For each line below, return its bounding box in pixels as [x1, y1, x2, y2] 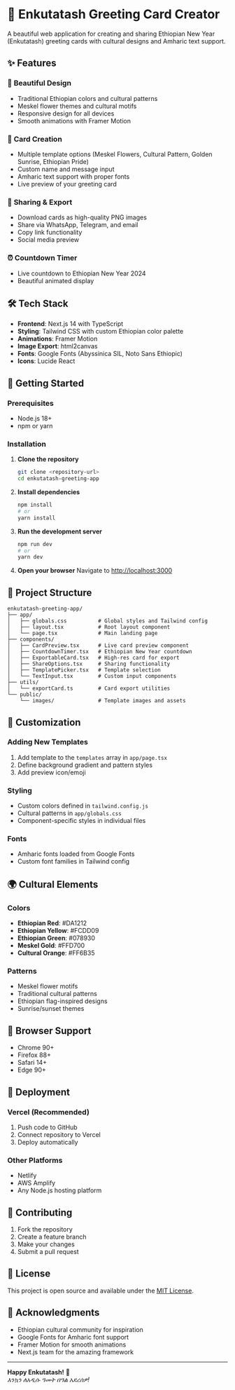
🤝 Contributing [7, 1206, 73, 1218]
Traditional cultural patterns [17, 990, 98, 998]
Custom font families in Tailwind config [17, 857, 130, 866]
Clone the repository [17, 455, 79, 463]
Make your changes [17, 1240, 75, 1248]
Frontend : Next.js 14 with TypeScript [17, 320, 124, 328]
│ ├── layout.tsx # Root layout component [7, 624, 171, 631]
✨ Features [7, 57, 57, 69]
